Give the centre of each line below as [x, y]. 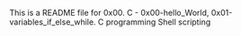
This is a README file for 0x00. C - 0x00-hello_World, [109, 13]
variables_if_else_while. [53, 22]
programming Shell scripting [158, 22]
